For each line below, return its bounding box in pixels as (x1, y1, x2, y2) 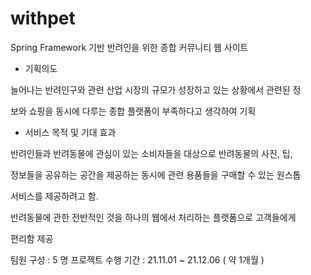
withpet (10, 7, 76, 30)
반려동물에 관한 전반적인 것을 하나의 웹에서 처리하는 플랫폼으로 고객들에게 (10, 211, 297, 223)
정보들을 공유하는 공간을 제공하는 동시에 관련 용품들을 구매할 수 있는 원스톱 (10, 168, 302, 181)
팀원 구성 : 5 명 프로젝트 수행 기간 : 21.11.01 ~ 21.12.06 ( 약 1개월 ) (10, 253, 265, 266)
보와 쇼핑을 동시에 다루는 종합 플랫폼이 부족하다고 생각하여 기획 (10, 105, 257, 117)
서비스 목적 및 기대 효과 (24, 126, 117, 138)
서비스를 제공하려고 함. (10, 190, 99, 202)
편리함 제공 (10, 232, 54, 244)
